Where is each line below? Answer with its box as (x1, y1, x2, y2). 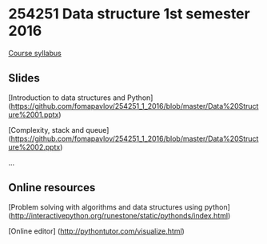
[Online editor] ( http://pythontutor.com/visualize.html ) (8, 226, 185, 236)
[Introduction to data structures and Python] (8, 93, 153, 102)
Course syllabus (8, 48, 62, 58)
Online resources (8, 181, 96, 194)
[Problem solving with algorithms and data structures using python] (8, 202, 230, 212)
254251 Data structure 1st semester (8, 5, 250, 23)
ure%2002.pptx (8, 142, 61, 152)
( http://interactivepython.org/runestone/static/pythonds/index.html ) (8, 210, 231, 220)
